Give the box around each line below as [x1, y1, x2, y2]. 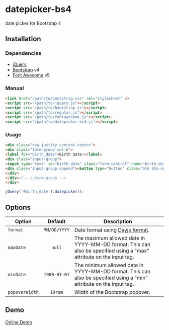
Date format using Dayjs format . [74, 226, 150, 233]
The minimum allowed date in [74, 262, 144, 269]
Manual [5, 85, 24, 92]
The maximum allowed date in [74, 235, 145, 242]
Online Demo [5, 319, 33, 325]
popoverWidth [8, 289, 39, 295]
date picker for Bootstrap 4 [5, 20, 61, 26]
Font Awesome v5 [12, 72, 50, 78]
